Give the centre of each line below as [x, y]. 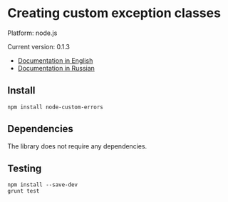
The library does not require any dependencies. [77, 146]
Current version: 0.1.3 [38, 46]
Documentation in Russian [56, 68]
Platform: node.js [32, 33]
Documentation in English [55, 60]
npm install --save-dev [43, 185]
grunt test [24, 191]
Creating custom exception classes [114, 13]
